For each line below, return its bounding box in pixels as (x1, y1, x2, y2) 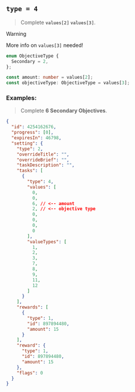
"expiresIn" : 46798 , (11, 135, 62, 141)
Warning (6, 30, 26, 37)
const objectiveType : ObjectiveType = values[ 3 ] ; (6, 80, 130, 86)
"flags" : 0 (16, 370, 43, 376)
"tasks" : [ (16, 167, 43, 174)
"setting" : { (11, 140, 43, 146)
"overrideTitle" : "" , (16, 151, 69, 158)
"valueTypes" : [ (27, 239, 67, 244)
